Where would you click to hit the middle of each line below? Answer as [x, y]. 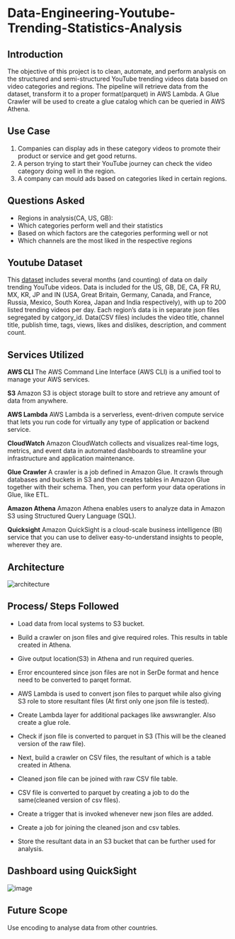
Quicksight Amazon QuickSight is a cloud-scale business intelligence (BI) [115, 530]
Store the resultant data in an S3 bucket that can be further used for [116, 841]
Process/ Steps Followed [63, 607]
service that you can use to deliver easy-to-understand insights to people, [116, 538]
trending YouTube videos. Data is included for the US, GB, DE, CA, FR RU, [114, 287]
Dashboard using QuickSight [72, 871]
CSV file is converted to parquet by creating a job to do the [103, 792]
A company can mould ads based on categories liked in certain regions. [122, 178]
